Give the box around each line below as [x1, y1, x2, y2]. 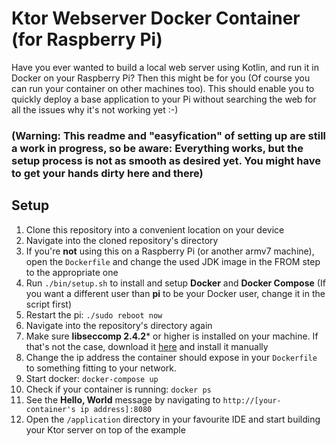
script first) [25, 298, 72, 310]
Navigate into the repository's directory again [25, 319, 213, 331]
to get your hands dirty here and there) [11, 166, 204, 180]
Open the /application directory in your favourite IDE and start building [25, 413, 321, 425]
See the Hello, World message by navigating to [25, 393, 221, 406]
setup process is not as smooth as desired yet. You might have [11, 153, 321, 167]
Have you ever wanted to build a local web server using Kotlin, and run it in [11, 61, 319, 73]
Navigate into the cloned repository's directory [25, 234, 219, 246]
